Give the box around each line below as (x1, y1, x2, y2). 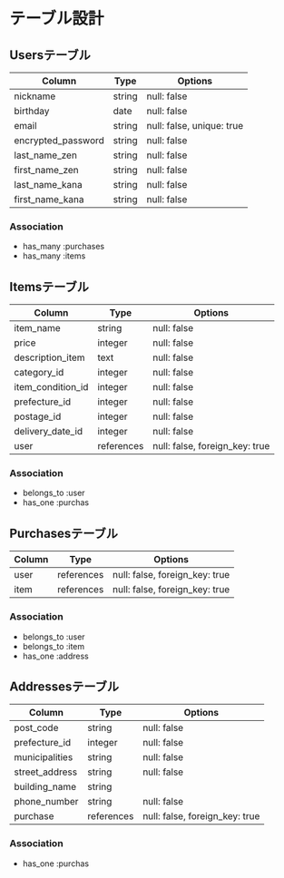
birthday (14, 105, 50, 117)
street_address (14, 766, 78, 778)
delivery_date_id (14, 425, 83, 438)
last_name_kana (14, 179, 83, 190)
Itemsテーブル (9, 278, 89, 295)
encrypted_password (14, 134, 104, 146)
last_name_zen (14, 149, 77, 161)
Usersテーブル (9, 47, 91, 63)
